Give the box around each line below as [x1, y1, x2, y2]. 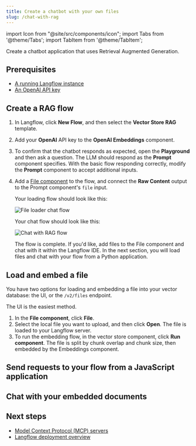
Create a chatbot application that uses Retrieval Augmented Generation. [6, 47, 180, 54]
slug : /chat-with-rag [6, 14, 59, 20]
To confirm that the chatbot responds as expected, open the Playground [14, 147, 190, 155]
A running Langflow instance [14, 80, 84, 87]
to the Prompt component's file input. [14, 184, 108, 191]
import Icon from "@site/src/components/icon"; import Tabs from [6, 30, 164, 37]
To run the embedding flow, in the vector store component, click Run [14, 333, 181, 340]
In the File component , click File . [14, 314, 95, 321]
